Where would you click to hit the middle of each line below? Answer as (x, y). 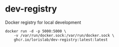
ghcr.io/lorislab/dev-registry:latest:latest (61, 40)
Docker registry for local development (43, 22)
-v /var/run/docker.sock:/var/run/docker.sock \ (64, 35)
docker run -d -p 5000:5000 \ (36, 31)
